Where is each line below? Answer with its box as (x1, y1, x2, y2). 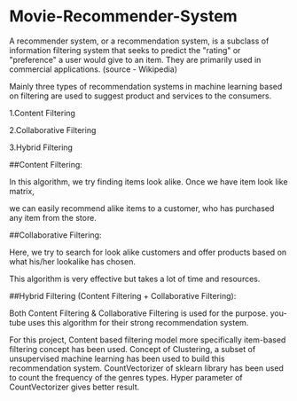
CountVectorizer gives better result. (9, 381, 140, 392)
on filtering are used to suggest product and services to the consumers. (9, 90, 272, 101)
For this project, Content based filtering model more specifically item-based (9, 334, 286, 345)
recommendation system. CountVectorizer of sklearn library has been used (9, 362, 284, 373)
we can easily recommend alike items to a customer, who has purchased (9, 202, 275, 214)
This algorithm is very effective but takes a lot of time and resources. (9, 273, 261, 284)
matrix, (9, 185, 35, 196)
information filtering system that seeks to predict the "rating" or (9, 44, 241, 55)
